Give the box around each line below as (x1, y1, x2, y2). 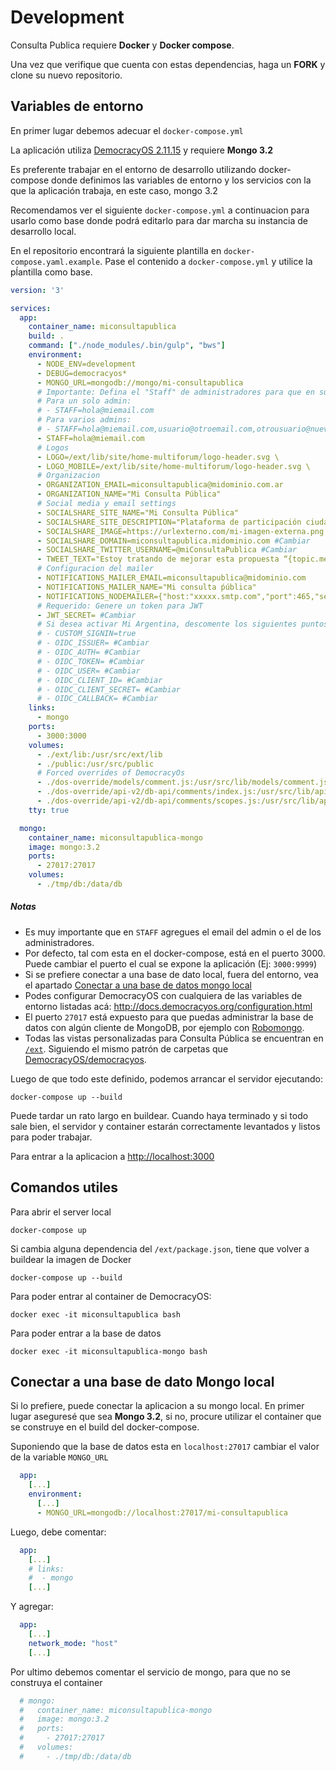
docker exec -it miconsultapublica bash (10, 1309, 182, 1320)
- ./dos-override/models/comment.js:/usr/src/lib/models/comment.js (36, 777, 329, 788)
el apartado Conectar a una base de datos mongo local (24, 979, 252, 991)
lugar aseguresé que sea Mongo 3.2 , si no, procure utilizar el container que (10, 1411, 322, 1423)
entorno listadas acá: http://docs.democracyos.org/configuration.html (24, 1000, 313, 1012)
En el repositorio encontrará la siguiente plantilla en (10, 244, 222, 256)
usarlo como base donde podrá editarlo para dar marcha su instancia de (10, 214, 309, 226)
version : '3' (10, 285, 65, 295)
